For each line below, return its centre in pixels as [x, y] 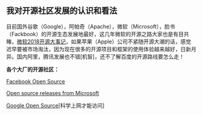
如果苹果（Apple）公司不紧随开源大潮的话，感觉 [131, 42]
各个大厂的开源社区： [33, 69]
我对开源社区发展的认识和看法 [62, 11]
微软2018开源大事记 [42, 42]
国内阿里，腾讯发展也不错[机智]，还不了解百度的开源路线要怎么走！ [101, 57]
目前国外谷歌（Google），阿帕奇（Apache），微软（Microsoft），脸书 [91, 26]
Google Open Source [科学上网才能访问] [55, 105]
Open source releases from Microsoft [53, 93]
